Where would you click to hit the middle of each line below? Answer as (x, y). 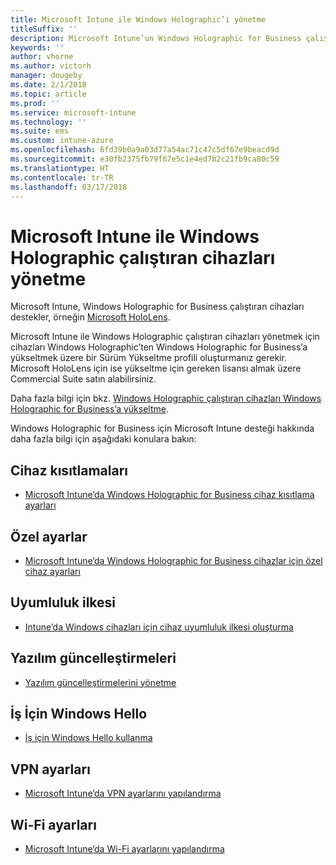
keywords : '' (37, 47)
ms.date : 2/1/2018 (48, 85)
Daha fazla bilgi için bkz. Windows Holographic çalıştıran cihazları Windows (166, 398)
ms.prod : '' (35, 103)
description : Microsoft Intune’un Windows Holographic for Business (156, 38)
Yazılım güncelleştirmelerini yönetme (100, 682)
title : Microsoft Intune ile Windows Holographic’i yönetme (138, 19)
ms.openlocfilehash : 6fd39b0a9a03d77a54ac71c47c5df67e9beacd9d (145, 150)
